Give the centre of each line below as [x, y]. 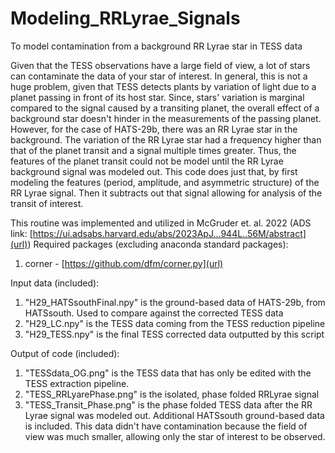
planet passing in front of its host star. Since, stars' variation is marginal [157, 97]
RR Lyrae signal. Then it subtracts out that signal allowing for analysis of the [166, 193]
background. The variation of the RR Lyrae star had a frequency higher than [166, 139]
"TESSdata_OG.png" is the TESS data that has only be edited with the [168, 373]
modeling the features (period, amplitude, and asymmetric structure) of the [165, 182]
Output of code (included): [65, 353]
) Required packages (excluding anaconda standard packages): [158, 244]
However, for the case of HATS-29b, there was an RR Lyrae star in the [154, 129]
